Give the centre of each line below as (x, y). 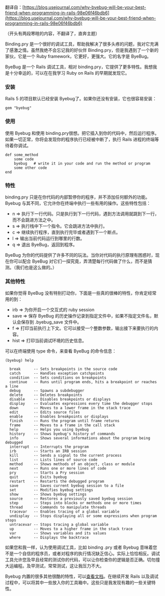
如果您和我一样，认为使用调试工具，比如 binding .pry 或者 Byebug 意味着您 (81, 548)
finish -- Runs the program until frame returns (65, 421)
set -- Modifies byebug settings (51, 490)
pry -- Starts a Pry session (47, 473)
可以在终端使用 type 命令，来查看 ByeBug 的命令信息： (61, 351)
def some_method (22, 155)
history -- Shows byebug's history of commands (62, 434)
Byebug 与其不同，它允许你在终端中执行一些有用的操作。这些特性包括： (78, 203)
